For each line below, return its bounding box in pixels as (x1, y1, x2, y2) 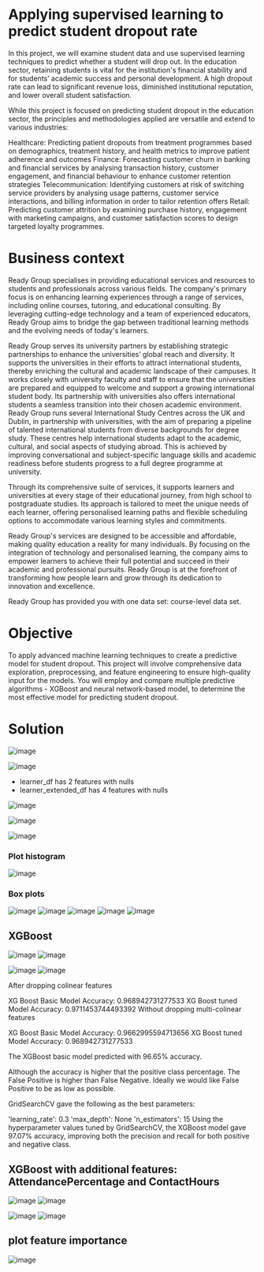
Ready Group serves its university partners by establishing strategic (8, 341, 229, 351)
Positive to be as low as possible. (8, 1084, 116, 1094)
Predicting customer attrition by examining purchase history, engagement (8, 204, 247, 214)
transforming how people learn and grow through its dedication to (8, 572, 222, 582)
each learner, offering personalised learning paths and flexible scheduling (8, 507, 248, 516)
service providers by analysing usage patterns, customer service (8, 188, 219, 197)
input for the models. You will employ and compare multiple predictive (8, 675, 236, 685)
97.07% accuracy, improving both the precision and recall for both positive (8, 1131, 250, 1141)
